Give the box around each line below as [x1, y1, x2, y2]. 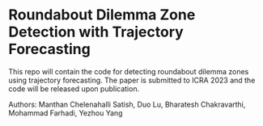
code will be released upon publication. [8, 83, 140, 94]
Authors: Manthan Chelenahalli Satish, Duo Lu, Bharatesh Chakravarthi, [8, 99, 246, 109]
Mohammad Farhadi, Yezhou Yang [8, 107, 123, 118]
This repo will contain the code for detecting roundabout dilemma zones [8, 66, 249, 76]
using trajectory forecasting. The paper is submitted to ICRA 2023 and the [8, 75, 256, 85]
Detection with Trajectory [8, 23, 184, 41]
